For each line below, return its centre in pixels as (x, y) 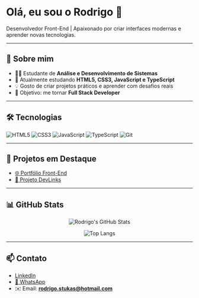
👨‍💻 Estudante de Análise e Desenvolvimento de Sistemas (86, 73)
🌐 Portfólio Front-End (41, 173)
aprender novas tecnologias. (41, 34)
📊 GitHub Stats (35, 205)
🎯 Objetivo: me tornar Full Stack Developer (67, 92)
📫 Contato (27, 258)
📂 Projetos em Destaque (51, 158)
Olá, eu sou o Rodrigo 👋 (64, 12)
